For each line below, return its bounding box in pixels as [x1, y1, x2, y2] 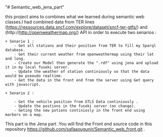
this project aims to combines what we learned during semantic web [5, 14, 145, 19]
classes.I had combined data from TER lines [5, 19, 95, 25]
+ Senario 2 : [5, 91, 35, 96]
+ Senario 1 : [5, 39, 35, 44]
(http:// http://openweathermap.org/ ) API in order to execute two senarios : [5, 30, 157, 35]
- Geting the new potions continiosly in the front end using [14, 108, 145, 113]
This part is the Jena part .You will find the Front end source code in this [5, 121, 153, 127]
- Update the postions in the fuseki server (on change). [14, 103, 136, 108]
